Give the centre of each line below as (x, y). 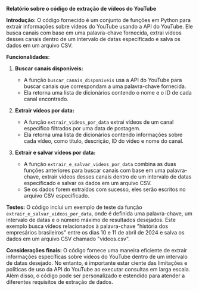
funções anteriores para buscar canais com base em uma (94, 170)
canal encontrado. (46, 99)
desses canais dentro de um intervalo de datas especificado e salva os (93, 39)
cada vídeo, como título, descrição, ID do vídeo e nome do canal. (103, 141)
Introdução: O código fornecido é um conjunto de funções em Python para (99, 20)
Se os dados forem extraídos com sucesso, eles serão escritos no (105, 189)
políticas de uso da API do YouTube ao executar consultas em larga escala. (98, 269)
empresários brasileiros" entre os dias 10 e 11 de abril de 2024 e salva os (95, 232)
